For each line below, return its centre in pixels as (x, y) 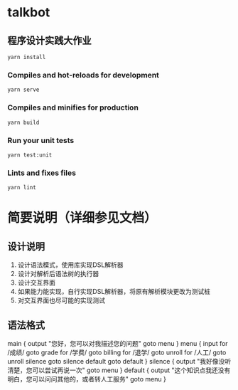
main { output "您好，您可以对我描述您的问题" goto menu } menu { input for (118, 343)
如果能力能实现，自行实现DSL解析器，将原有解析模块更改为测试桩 (114, 292)
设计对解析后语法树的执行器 (58, 274)
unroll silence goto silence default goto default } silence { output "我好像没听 (119, 361)
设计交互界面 (36, 283)
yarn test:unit (30, 155)
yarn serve (23, 90)
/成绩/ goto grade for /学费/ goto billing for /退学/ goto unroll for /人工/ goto (117, 352)
